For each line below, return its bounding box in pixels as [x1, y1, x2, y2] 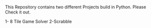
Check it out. [5, 9, 31, 15]
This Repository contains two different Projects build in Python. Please [5, 4, 146, 10]
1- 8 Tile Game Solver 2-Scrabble [5, 19, 72, 24]
